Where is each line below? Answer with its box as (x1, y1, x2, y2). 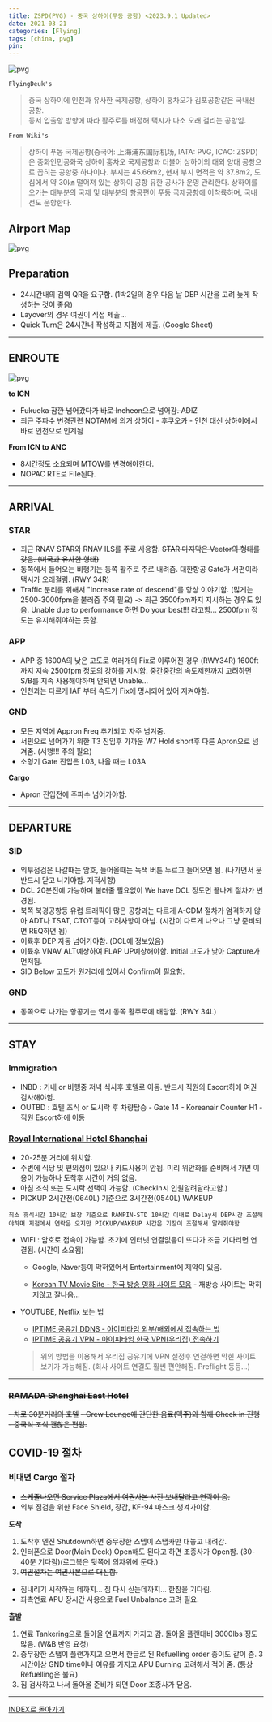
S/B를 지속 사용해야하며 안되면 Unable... (19, 675, 149, 686)
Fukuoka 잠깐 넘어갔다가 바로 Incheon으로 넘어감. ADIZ (19, 405, 198, 415)
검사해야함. (19, 1092, 56, 1102)
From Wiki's (8, 131, 49, 140)
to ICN (8, 389, 30, 398)
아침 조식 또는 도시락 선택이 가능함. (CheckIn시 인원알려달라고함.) (19, 1182, 228, 1193)
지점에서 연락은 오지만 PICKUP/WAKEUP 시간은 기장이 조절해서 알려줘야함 (28, 1219, 240, 1228)
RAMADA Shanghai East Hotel (8, 1389, 130, 1401)
